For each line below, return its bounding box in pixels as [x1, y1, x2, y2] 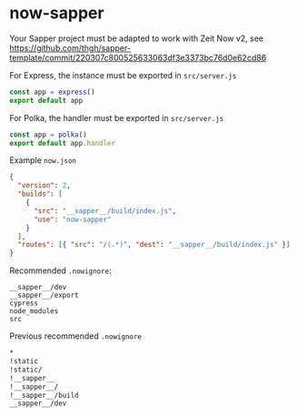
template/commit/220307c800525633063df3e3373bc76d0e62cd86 [9, 52, 267, 63]
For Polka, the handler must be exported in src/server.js [9, 112, 224, 123]
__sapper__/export [9, 290, 79, 300]
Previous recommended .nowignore [9, 331, 143, 341]
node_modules [9, 307, 59, 316]
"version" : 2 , [17, 181, 71, 190]
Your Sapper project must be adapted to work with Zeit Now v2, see [9, 33, 264, 44]
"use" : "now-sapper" [33, 215, 112, 224]
